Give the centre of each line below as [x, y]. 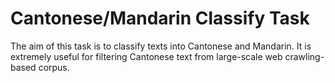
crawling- [304, 56]
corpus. [54, 67]
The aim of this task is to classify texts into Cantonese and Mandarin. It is [161, 46]
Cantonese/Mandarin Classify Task [160, 18]
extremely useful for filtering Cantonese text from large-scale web [146, 56]
